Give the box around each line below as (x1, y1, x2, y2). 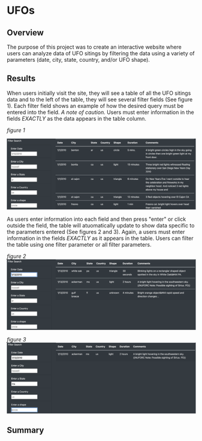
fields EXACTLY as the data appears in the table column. (7, 115, 146, 122)
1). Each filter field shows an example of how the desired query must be (7, 102, 184, 109)
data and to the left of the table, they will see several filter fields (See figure (7, 95, 193, 103)
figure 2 (7, 253, 26, 260)
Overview (7, 28, 44, 38)
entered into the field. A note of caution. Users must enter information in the (7, 109, 194, 116)
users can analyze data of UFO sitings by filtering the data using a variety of (7, 50, 195, 57)
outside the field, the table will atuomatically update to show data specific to (7, 222, 195, 229)
